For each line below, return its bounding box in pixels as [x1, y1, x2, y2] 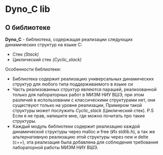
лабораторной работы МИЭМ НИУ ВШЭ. [12, 145, 98, 150]
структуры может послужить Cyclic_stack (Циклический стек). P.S [12, 108, 154, 113]
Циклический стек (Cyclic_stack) [12, 57, 82, 63]
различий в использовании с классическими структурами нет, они [12, 97, 156, 103]
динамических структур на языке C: [5, 42, 82, 48]
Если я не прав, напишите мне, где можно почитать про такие [12, 113, 145, 119]
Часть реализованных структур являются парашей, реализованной [12, 86, 157, 92]
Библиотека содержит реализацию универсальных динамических [12, 76, 154, 81]
